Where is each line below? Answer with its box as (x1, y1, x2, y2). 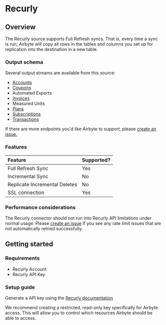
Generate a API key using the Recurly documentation (5, 295, 113, 301)
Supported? (82, 157, 111, 163)
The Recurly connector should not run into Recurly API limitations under (5, 215, 152, 221)
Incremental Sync (7, 173, 49, 180)
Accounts (12, 80, 32, 86)
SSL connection (7, 189, 45, 196)
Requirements (5, 255, 40, 262)
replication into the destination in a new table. (5, 47, 98, 52)
